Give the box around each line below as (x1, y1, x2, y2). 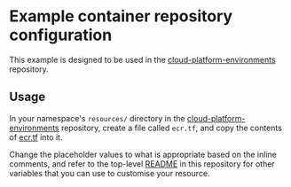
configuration (9, 25, 113, 45)
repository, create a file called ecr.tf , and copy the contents (60, 122, 282, 133)
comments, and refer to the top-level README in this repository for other (9, 158, 275, 169)
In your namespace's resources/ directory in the (9, 113, 185, 123)
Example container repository (9, 6, 233, 27)
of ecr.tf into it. (9, 131, 63, 143)
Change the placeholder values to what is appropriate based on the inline (9, 149, 277, 160)
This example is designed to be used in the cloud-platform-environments (9, 54, 277, 65)
